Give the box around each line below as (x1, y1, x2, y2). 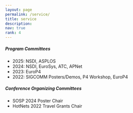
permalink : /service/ (5, 12, 50, 17)
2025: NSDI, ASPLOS (12, 58, 56, 64)
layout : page (5, 7, 32, 12)
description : (5, 21, 32, 26)
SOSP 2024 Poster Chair (12, 98, 63, 104)
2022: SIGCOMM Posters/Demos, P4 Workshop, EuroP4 (12, 74, 129, 80)
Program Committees (5, 46, 51, 52)
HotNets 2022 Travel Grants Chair (12, 103, 82, 109)
